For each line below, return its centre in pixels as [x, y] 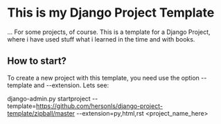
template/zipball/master [41, 113]
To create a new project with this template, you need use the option [103, 78]
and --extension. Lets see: [71, 85]
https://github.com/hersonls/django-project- [99, 106]
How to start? [37, 61]
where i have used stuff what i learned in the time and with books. [101, 39]
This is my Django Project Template [111, 13]
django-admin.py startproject [49, 98]
